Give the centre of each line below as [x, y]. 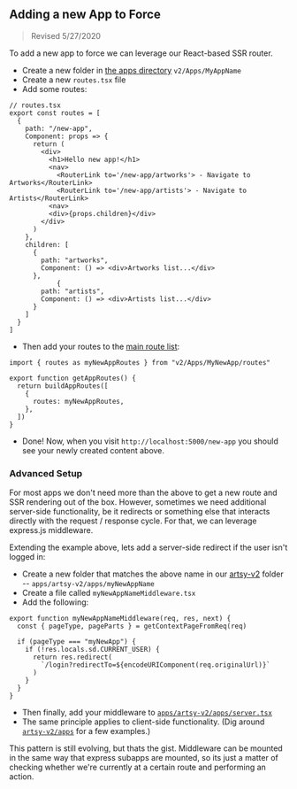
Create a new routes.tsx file [74, 80]
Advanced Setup [46, 473]
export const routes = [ [55, 113]
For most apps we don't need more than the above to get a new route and [143, 493]
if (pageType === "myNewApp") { [77, 642]
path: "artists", [72, 291]
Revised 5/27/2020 [66, 35]
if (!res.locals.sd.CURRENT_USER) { [93, 650]
